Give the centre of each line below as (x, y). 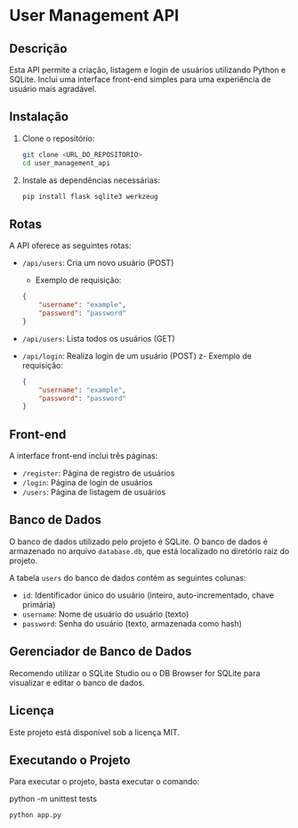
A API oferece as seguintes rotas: (70, 245)
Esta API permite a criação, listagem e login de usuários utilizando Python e (148, 70)
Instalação (39, 117)
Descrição (38, 49)
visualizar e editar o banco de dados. (77, 683)
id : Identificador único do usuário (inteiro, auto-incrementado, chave (148, 595)
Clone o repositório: (58, 138)
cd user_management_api (66, 163)
